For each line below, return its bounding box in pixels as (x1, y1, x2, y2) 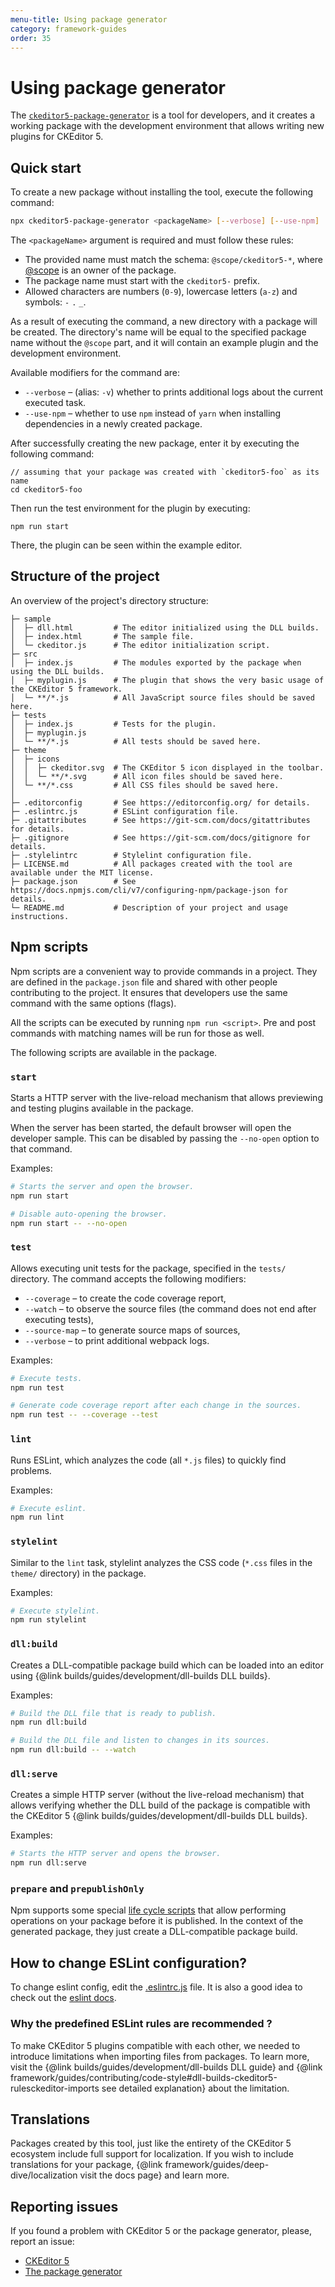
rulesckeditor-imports (10, 2082, 100, 2094)
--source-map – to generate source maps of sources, (24, 1324, 241, 1336)
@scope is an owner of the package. (24, 264, 177, 276)
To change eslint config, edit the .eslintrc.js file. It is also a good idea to (10, 1981, 303, 1993)
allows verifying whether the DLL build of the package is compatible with (10, 1799, 311, 1811)
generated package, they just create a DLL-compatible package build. (10, 1926, 298, 1938)
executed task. (24, 397, 87, 408)
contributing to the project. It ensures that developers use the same (10, 986, 288, 998)
